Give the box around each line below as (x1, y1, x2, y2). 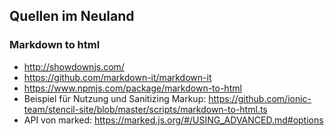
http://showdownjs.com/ (23, 60, 125, 73)
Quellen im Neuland (9, 8, 135, 25)
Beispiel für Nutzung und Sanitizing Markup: (23, 92, 207, 104)
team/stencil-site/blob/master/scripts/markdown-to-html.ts (23, 103, 268, 115)
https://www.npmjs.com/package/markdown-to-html (23, 82, 242, 94)
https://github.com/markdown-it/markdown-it (23, 71, 212, 83)
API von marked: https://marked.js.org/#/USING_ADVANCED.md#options (23, 114, 324, 126)
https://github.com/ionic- (208, 92, 312, 104)
